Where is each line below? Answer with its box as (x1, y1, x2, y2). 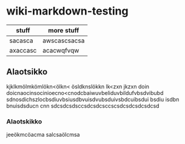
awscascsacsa (42, 36, 85, 45)
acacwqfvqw (42, 46, 79, 54)
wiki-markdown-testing (6, 4, 129, 18)
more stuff (48, 26, 79, 34)
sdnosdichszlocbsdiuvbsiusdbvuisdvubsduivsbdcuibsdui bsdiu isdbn (6, 96, 180, 103)
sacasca (9, 36, 33, 45)
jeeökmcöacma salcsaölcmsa (6, 131, 80, 139)
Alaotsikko (6, 67, 48, 77)
